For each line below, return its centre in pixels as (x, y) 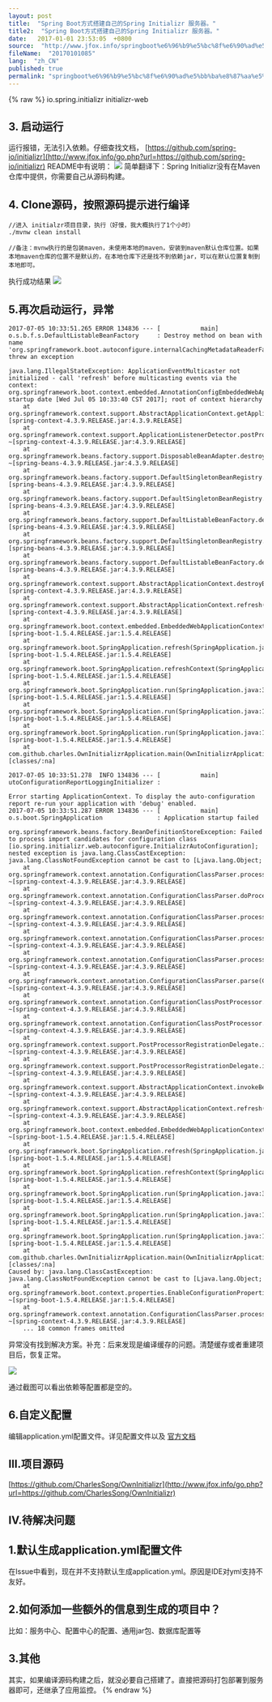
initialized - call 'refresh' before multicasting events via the (123, 378)
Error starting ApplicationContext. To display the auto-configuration (132, 797)
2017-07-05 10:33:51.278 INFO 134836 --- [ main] (114, 776)
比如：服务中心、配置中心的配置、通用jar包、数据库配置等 (105, 1631)
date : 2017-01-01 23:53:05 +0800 (70, 38)
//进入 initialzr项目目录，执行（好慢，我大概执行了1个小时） (101, 225)
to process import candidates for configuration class (103, 840)
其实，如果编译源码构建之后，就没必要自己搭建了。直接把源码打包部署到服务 (136, 1679)
